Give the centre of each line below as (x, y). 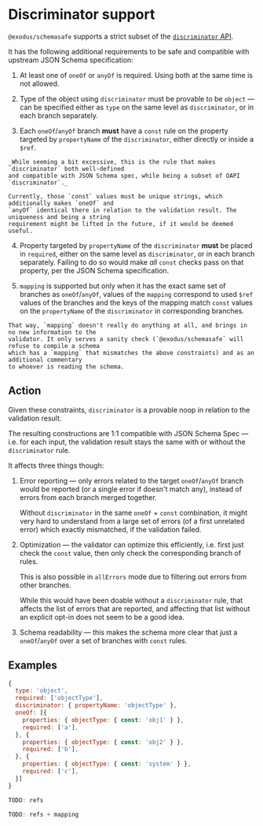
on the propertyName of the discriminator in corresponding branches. (132, 311)
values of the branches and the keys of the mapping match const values (136, 302)
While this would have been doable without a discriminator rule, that (131, 600)
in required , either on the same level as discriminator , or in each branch (137, 254)
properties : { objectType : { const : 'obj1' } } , (103, 720)
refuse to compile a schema (54, 346)
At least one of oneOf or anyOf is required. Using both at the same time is (136, 75)
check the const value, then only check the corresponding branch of (130, 553)
